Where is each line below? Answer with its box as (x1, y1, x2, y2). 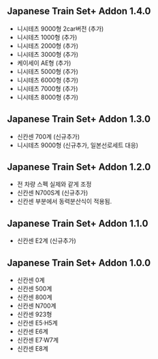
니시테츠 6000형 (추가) (16, 75, 79, 84)
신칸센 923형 (16, 310, 52, 319)
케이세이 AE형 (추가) (16, 58, 72, 67)
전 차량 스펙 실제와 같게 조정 (16, 180, 92, 188)
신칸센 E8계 (16, 345, 49, 353)
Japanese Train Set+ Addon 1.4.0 (7, 5, 151, 17)
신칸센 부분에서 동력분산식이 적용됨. (16, 197, 112, 206)
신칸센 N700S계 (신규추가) (16, 188, 89, 197)
